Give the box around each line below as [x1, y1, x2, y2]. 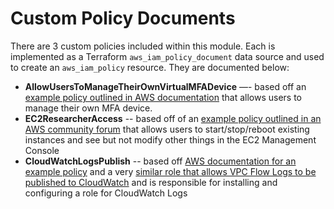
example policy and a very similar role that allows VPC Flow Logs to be [24, 165, 317, 177]
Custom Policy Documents [10, 7, 236, 30]
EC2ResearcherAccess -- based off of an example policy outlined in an [24, 112, 322, 124]
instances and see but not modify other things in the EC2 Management [24, 133, 317, 146]
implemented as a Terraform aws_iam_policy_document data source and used [10, 50, 325, 62]
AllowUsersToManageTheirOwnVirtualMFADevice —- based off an [24, 80, 307, 92]
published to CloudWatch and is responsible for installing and [24, 176, 278, 188]
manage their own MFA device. [24, 102, 153, 114]
